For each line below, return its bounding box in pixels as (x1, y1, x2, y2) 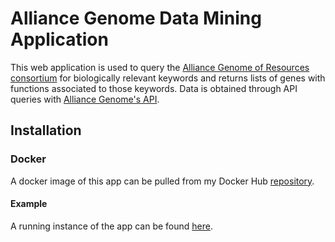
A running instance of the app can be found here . (10, 220, 214, 232)
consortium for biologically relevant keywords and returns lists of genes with (10, 72, 326, 84)
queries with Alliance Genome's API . (10, 93, 160, 105)
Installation (10, 122, 82, 139)
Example (10, 198, 48, 210)
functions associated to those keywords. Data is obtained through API (10, 82, 298, 94)
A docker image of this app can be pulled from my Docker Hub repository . (10, 175, 315, 187)
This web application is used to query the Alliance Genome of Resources (10, 61, 310, 73)
